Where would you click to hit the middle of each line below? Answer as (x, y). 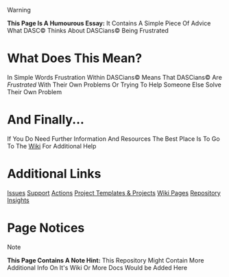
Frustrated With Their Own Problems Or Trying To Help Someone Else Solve (114, 85)
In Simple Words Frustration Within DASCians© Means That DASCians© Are (115, 77)
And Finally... (46, 120)
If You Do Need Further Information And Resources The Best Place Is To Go (114, 138)
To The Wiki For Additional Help (52, 146)
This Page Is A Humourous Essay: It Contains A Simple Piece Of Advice (109, 23)
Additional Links (54, 174)
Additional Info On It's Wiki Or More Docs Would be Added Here (97, 267)
